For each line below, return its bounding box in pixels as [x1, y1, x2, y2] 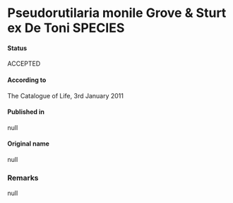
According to [7, 76, 47, 84]
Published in [7, 108, 44, 116]
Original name [7, 139, 49, 148]
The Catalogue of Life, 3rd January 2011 [7, 91, 124, 100]
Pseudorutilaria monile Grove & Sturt [7, 5, 227, 21]
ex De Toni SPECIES [7, 20, 125, 36]
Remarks [7, 173, 39, 182]
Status [7, 44, 28, 52]
